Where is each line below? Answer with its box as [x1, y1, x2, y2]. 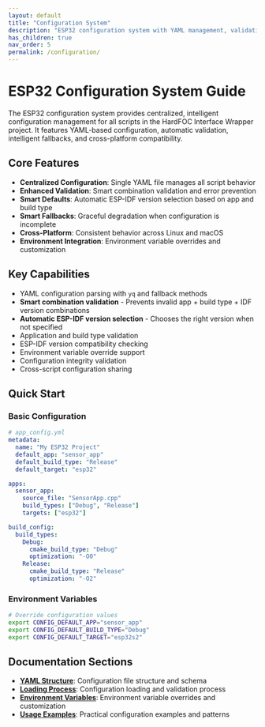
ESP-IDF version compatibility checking [19, 339, 148, 348]
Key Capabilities [8, 268, 91, 281]
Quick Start [8, 386, 65, 400]
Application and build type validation [19, 330, 139, 340]
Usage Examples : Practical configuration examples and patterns [19, 710, 230, 719]
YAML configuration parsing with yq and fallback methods [19, 288, 207, 298]
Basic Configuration [8, 410, 87, 421]
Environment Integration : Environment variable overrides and [19, 236, 221, 246]
